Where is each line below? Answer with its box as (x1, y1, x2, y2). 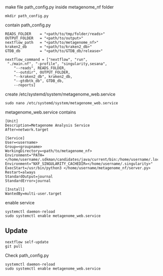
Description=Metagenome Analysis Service (5, 123, 90, 128)
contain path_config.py (5, 22, 51, 28)
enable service (5, 200, 35, 205)
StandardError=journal (5, 178, 51, 183)
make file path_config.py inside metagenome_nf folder (5, 4, 114, 10)
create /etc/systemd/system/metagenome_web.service (5, 91, 115, 97)
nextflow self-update (5, 239, 49, 244)
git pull (5, 244, 23, 249)
